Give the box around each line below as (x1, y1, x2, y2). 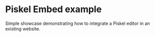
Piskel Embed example (5, 4, 102, 15)
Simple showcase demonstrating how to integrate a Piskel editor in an (5, 20, 150, 26)
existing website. (5, 25, 40, 31)
